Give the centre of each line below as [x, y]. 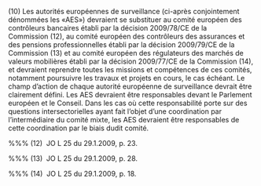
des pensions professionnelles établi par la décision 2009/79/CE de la [121, 45]
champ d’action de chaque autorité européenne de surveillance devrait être [130, 86]
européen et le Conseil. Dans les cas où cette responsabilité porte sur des [128, 103]
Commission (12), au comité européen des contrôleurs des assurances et [127, 36]
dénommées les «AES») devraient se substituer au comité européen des [125, 20]
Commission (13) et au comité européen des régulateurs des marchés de [126, 53]
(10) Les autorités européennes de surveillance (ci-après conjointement [124, 11]
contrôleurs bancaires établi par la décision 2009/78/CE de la [108, 28]
